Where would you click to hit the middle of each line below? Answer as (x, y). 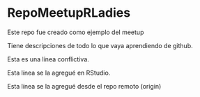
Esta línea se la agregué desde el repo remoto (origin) (84, 86)
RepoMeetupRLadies (69, 13)
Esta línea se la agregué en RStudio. (59, 73)
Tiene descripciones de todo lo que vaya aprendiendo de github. (100, 45)
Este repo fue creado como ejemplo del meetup (76, 32)
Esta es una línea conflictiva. (48, 59)
